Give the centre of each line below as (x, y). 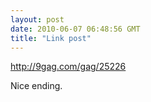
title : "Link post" (51, 38)
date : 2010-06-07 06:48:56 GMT (75, 29)
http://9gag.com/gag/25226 (68, 67)
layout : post (37, 19)
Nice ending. (36, 86)
